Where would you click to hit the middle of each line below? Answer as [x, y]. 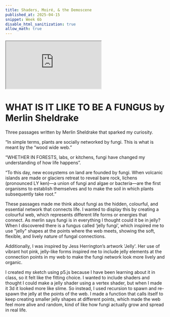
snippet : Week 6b [24, 19]
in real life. [16, 310]
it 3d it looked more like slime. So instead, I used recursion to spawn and [81, 289]
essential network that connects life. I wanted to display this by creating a [82, 209]
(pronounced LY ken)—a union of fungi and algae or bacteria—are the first [83, 183]
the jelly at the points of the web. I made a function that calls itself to [92, 294]
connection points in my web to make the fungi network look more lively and [85, 257]
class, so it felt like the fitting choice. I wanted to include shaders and [77, 278]
